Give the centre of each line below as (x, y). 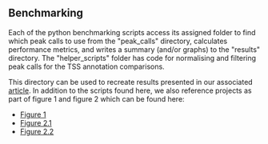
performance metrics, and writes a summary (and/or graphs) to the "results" (134, 49)
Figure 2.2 (37, 131)
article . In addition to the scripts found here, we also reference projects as (130, 90)
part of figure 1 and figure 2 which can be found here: (97, 98)
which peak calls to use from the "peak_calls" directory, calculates (118, 41)
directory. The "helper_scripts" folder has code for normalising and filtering (132, 58)
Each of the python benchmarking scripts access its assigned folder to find (132, 32)
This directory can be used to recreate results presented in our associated (131, 82)
